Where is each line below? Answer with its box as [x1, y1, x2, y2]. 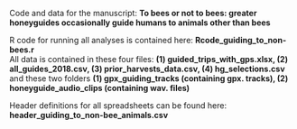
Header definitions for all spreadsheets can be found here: [9, 100, 227, 111]
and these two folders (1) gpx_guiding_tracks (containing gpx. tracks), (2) [9, 73, 289, 84]
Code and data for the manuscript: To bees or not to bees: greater [9, 8, 257, 18]
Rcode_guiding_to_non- [195, 35, 287, 45]
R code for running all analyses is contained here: [9, 35, 194, 45]
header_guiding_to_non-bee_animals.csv [9, 110, 169, 120]
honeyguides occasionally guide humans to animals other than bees [9, 17, 271, 28]
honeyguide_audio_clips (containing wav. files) [9, 83, 190, 93]
